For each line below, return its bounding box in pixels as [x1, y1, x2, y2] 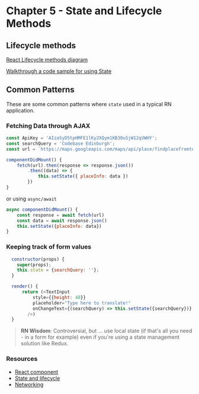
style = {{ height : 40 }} [32, 294, 86, 300]
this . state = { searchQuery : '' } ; [17, 267, 99, 274]
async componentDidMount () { [6, 206, 78, 212]
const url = [6, 146, 36, 152]
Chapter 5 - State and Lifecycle [6, 4, 162, 18]
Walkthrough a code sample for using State [6, 68, 112, 75]
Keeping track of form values [6, 243, 92, 251]
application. [6, 107, 35, 114]
